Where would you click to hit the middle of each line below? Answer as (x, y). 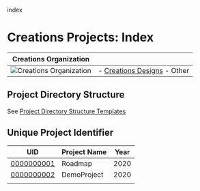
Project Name (84, 151)
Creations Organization (51, 59)
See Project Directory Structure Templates (67, 111)
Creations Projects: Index (81, 38)
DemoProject (82, 175)
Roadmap (77, 163)
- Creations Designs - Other (144, 70)
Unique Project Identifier (60, 133)
